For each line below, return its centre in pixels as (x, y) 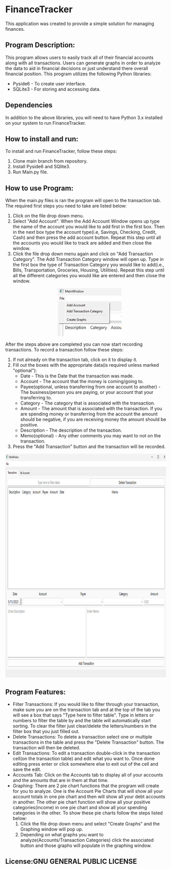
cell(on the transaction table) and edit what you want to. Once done (83, 759)
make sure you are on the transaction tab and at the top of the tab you (86, 710)
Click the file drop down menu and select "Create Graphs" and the (90, 824)
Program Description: (40, 45)
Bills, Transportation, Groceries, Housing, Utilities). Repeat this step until (89, 270)
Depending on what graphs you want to (62, 834)
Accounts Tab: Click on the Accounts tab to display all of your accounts (88, 775)
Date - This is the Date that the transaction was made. (77, 376)
